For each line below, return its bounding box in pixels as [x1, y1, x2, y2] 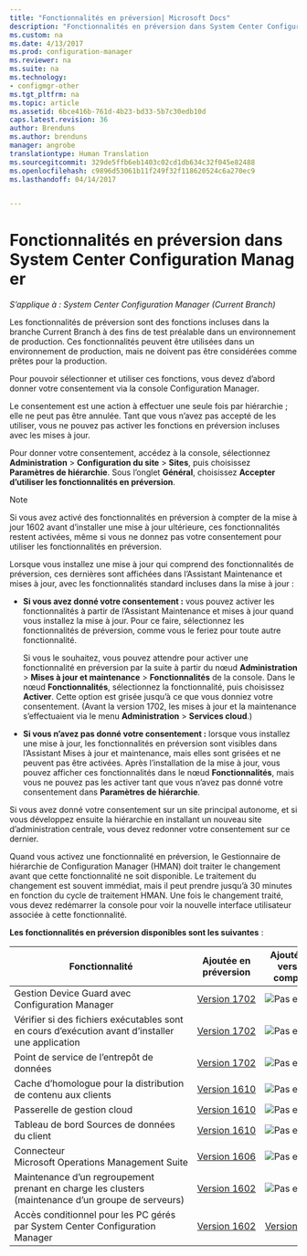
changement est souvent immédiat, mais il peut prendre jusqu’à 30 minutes [9, 881, 292, 892]
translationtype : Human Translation [9, 149, 149, 158]
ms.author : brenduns [9, 132, 89, 142]
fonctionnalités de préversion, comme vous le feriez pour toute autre [22, 625, 281, 636]
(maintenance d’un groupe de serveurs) [14, 1194, 185, 1207]
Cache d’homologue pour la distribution [14, 1077, 185, 1090]
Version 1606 [196, 1150, 257, 1163]
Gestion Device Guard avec [14, 987, 132, 1000]
